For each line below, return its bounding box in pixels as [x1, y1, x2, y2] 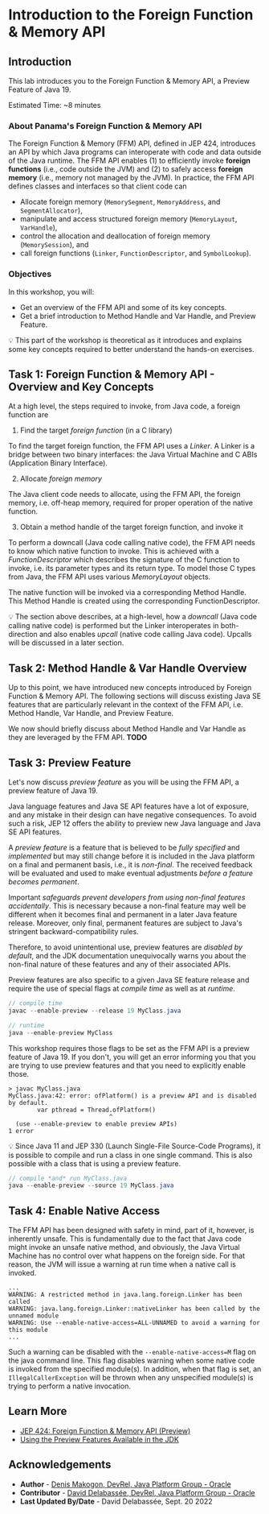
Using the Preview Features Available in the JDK [19, 1434, 179, 1444]
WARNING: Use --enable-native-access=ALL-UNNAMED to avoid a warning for [8, 1319, 261, 1327]
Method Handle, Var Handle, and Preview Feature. [8, 709, 174, 718]
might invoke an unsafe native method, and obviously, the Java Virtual [8, 1243, 240, 1252]
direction [8, 630, 38, 639]
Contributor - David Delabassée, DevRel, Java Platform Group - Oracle [19, 1487, 255, 1497]
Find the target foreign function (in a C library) [19, 425, 173, 436]
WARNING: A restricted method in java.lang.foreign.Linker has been [8, 1291, 243, 1299]
